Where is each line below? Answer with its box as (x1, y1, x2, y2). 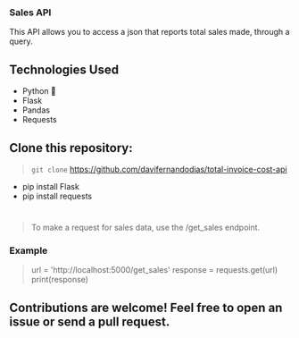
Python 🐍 (21, 86, 56, 97)
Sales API (9, 6, 52, 19)
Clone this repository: (9, 140, 133, 156)
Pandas (21, 105, 51, 115)
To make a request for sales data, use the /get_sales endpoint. (30, 222, 261, 233)
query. (9, 36, 33, 46)
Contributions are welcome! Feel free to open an (9, 300, 283, 315)
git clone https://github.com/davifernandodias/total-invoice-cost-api (30, 164, 287, 174)
